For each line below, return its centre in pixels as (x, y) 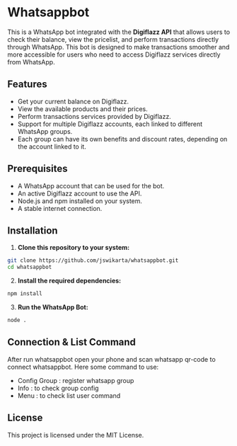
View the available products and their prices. (82, 109)
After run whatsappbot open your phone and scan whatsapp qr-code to (111, 359)
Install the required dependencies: (69, 281)
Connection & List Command (72, 342)
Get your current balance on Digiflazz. (73, 101)
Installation (33, 230)
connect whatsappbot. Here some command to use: (83, 367)
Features (27, 85)
